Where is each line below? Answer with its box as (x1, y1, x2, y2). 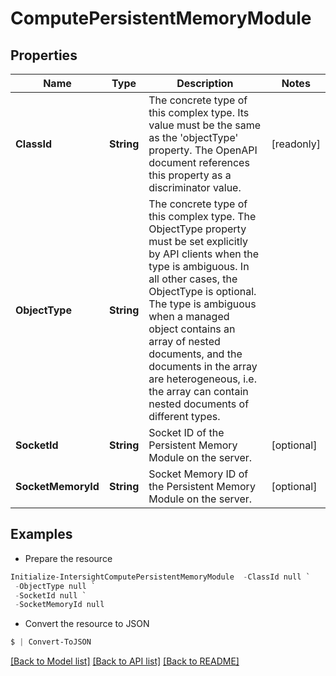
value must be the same (148, 118, 262, 132)
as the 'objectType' (148, 131, 239, 144)
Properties (10, 47, 78, 64)
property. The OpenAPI (148, 143, 258, 157)
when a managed (148, 310, 230, 323)
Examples (10, 526, 73, 543)
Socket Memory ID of (148, 467, 249, 481)
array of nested (148, 335, 221, 348)
